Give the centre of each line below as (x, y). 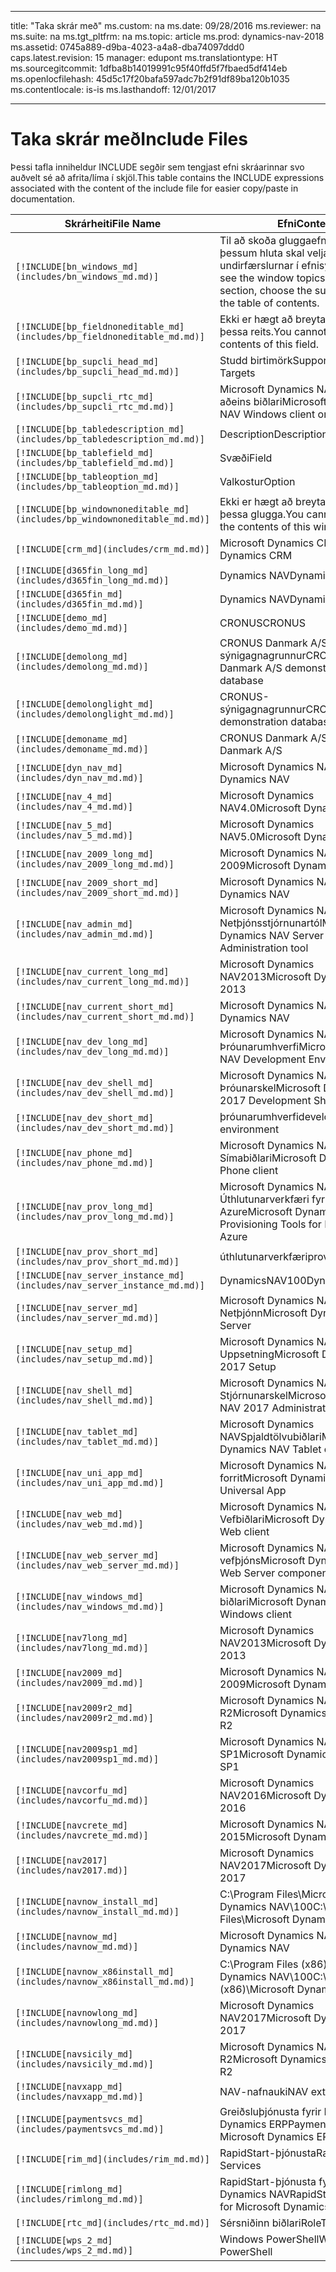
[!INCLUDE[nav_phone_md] (74, 1152)
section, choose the (266, 290)
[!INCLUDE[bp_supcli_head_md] (87, 361)
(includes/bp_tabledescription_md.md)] (110, 439)
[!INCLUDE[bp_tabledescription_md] (100, 429)
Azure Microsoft (256, 1211)
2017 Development (265, 1100)
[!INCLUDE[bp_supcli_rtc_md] (84, 396)
